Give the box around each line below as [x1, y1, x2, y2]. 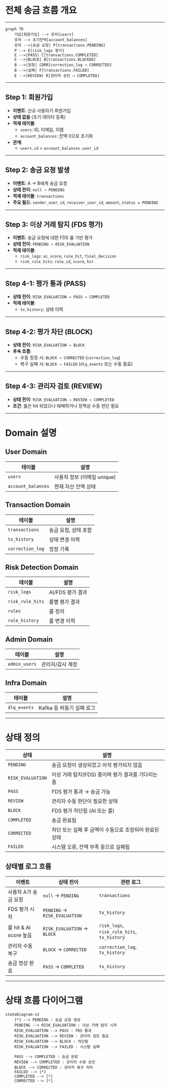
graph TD [5, 26, 24, 31]
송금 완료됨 [51, 817, 77, 823]
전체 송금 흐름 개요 [5, 5, 77, 16]
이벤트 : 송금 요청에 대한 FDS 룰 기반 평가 [12, 235, 93, 241]
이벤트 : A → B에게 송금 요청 [12, 180, 67, 186]
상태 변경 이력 [49, 536, 80, 543]
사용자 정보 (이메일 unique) [54, 473, 116, 481]
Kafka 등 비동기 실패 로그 [38, 705, 96, 712]
